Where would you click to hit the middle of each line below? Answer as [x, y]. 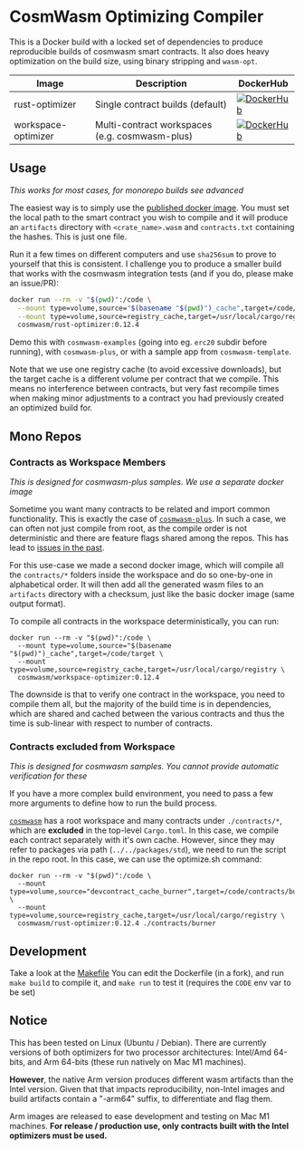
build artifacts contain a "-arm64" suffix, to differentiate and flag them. [141, 1098]
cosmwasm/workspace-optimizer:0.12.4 [89, 677]
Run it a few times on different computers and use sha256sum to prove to [143, 254]
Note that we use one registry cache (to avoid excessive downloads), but [146, 370]
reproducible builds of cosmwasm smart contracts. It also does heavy [139, 51]
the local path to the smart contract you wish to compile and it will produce [149, 217]
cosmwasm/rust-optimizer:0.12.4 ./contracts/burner [117, 923]
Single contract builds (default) [161, 104]
